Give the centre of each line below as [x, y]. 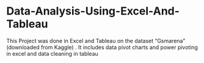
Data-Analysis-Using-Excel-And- [93, 11]
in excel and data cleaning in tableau [53, 53]
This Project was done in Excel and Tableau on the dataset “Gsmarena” [96, 41]
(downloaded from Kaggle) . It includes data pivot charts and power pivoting [102, 47]
